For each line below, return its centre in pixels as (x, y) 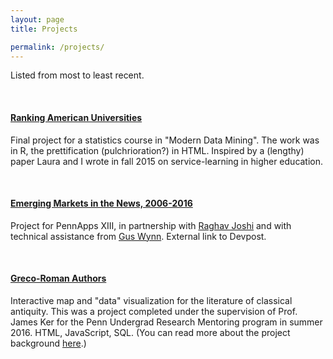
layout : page (37, 19)
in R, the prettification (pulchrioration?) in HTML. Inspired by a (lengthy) (157, 150)
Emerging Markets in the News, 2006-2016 (101, 203)
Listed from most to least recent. (77, 75)
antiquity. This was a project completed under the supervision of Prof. (154, 311)
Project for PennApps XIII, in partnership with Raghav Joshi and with (151, 225)
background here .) (48, 343)
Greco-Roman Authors (58, 278)
